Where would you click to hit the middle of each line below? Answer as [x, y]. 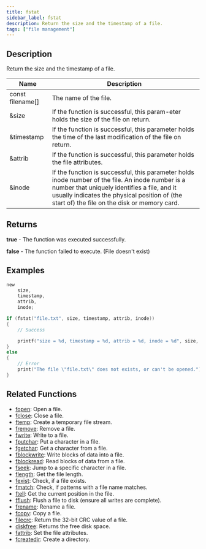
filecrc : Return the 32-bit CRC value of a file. [71, 520]
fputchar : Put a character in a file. [57, 441]
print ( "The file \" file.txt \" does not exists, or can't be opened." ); [111, 369]
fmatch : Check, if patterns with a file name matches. [81, 487]
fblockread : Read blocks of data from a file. [70, 461]
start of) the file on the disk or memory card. [116, 203]
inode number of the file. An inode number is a [119, 180]
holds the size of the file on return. [101, 119]
